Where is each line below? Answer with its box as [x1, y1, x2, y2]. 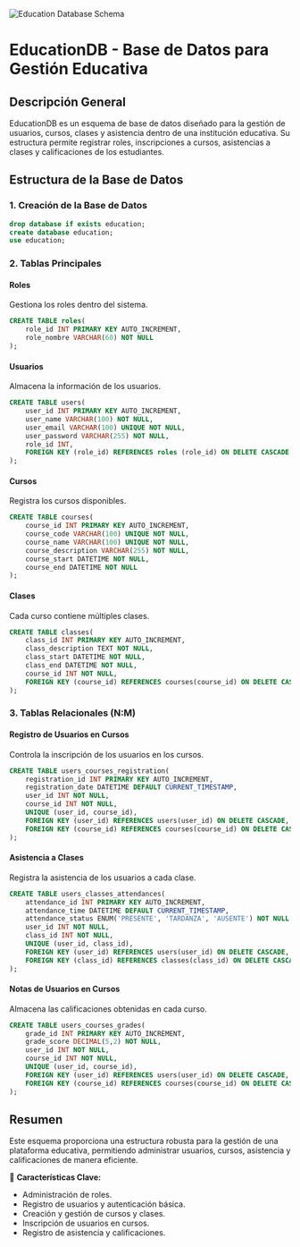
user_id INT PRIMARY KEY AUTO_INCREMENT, [25, 407, 181, 416]
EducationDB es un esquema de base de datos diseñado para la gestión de [9, 118, 286, 129]
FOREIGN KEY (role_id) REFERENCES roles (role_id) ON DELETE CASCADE [25, 448, 290, 457]
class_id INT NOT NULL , [25, 931, 114, 940]
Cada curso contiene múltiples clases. [9, 610, 150, 621]
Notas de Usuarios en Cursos [9, 984, 121, 995]
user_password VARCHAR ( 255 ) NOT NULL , [25, 431, 170, 440]
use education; [9, 236, 66, 245]
